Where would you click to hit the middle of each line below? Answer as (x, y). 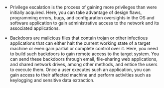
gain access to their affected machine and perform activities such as (80, 75)
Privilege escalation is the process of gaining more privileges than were (83, 7)
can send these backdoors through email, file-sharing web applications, (84, 59)
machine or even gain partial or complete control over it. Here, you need (84, 48)
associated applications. (35, 28)
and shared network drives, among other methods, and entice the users (84, 64)
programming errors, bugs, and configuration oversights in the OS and (82, 18)
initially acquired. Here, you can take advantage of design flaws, (76, 12)
